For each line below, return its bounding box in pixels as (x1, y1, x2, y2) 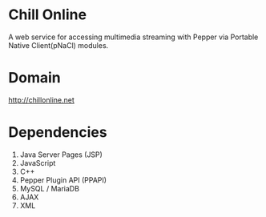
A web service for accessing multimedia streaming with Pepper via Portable (8, 32, 259, 42)
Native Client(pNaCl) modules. (8, 40, 109, 50)
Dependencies (8, 123, 107, 142)
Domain (8, 69, 62, 87)
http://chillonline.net (8, 94, 75, 105)
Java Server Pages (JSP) (19, 150, 103, 159)
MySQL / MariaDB (19, 183, 80, 193)
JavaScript (19, 158, 56, 167)
